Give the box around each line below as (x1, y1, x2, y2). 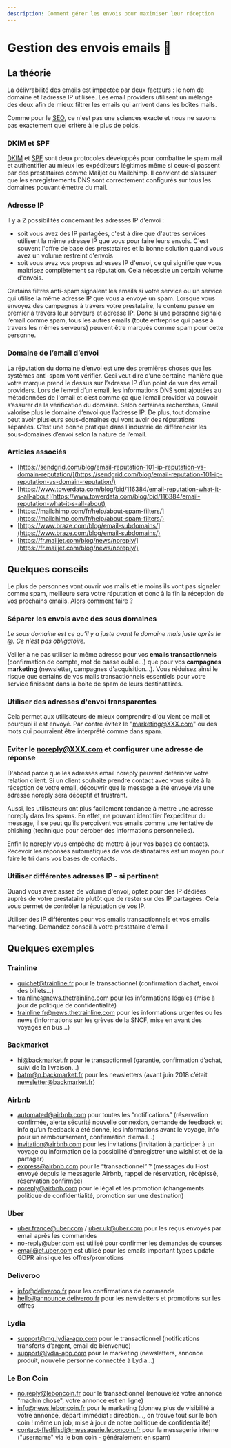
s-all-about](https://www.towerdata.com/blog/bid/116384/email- (17, 492, 201, 501)
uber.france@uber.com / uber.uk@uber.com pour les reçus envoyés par (17, 1224, 222, 1233)
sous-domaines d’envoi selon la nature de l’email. (7, 429, 147, 438)
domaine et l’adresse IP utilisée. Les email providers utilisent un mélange (7, 93, 213, 101)
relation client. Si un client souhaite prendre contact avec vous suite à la (7, 776, 212, 784)
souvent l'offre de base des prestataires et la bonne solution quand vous (17, 244, 223, 253)
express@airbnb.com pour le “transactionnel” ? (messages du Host (17, 1162, 209, 1170)
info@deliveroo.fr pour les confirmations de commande (17, 1286, 175, 1295)
